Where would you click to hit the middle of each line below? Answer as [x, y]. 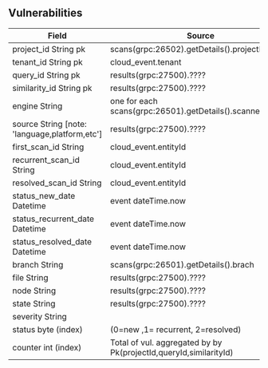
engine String [37, 105]
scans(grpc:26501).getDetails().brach [182, 264]
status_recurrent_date [53, 219]
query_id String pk [47, 75]
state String [34, 303]
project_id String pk [49, 49]
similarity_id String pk [52, 88]
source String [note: [50, 124]
